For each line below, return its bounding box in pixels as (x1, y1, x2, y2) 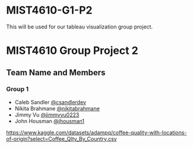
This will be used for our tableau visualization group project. (6, 23, 153, 30)
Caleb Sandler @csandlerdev (14, 98, 86, 105)
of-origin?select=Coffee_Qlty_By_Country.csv (6, 135, 117, 142)
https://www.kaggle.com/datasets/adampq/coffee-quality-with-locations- (6, 128, 187, 136)
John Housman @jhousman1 (14, 117, 85, 124)
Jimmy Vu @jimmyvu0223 (14, 111, 80, 118)
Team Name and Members (6, 67, 106, 78)
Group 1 (6, 85, 29, 94)
